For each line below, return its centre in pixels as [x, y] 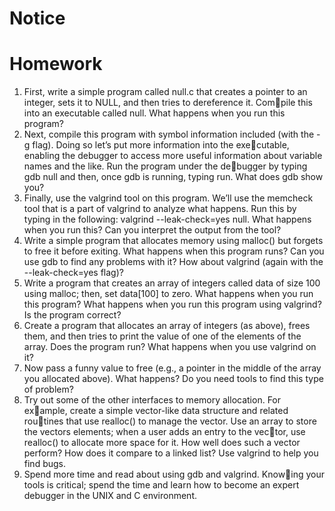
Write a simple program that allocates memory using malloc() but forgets [173, 241]
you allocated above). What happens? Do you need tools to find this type [173, 379]
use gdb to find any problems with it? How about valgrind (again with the [173, 262]
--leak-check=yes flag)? [73, 273]
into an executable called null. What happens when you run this [154, 113]
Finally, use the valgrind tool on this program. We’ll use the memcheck [168, 198]
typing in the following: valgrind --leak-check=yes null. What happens [167, 219]
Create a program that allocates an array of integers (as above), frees [167, 326]
